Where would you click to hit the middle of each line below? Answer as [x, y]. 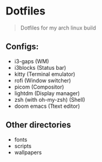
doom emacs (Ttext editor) [47, 106]
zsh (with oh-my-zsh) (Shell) [49, 99]
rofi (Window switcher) [43, 80]
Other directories [38, 125]
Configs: [22, 47]
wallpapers [28, 152]
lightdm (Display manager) [47, 93]
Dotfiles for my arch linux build [58, 28]
